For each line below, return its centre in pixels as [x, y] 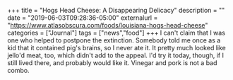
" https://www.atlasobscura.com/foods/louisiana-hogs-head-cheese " [108, 25]
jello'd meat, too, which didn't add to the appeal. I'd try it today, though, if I [116, 55]
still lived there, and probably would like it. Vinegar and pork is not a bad [112, 63]
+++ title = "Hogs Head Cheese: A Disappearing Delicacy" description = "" [116, 10]
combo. [18, 70]
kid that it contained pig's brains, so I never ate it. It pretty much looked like [116, 48]
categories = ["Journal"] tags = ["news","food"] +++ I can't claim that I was [116, 33]
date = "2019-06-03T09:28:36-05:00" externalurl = [83, 18]
